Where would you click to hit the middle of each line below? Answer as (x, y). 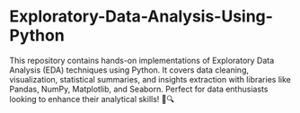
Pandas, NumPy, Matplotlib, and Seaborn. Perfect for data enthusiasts (139, 89)
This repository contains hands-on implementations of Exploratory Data (142, 60)
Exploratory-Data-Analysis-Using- (141, 17)
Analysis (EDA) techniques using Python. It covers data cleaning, (129, 70)
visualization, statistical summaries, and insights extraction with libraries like (150, 79)
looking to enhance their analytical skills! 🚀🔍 (92, 99)
